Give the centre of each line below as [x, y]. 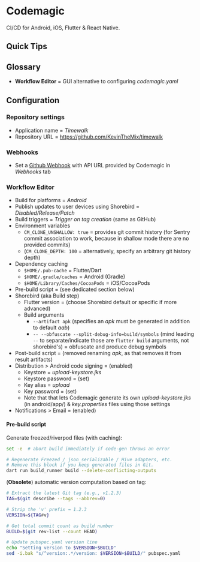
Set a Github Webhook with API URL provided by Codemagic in [93, 166]
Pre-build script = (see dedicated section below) [75, 290]
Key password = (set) [50, 392]
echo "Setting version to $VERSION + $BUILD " [61, 548]
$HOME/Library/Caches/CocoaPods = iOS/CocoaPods [87, 283]
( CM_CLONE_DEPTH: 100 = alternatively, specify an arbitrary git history [107, 251]
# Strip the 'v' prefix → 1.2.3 [46, 509]
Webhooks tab [33, 172]
